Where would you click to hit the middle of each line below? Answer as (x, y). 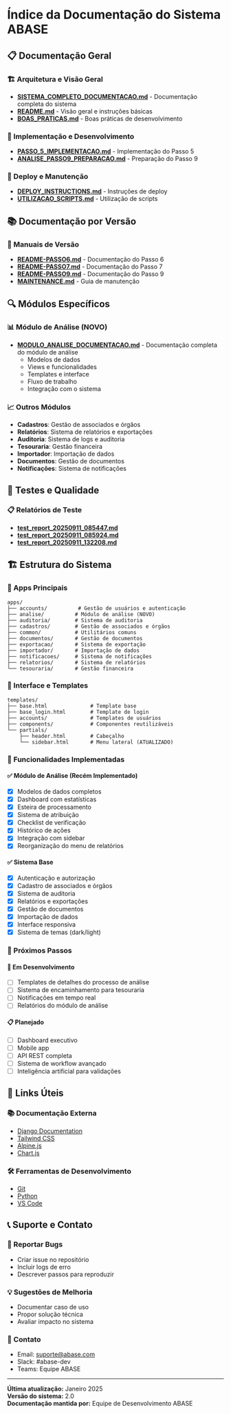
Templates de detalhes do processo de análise (83, 982)
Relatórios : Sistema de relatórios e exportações (85, 432)
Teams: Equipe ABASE (49, 1369)
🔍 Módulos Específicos (58, 304)
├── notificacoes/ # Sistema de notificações (80, 656)
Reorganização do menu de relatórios (70, 846)
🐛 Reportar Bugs (35, 1245)
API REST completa (44, 1055)
